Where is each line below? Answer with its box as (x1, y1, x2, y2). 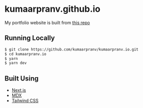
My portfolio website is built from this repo (4, 20, 90, 26)
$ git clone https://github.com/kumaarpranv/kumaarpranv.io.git (4, 47, 139, 52)
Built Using (4, 74, 39, 82)
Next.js (11, 87, 26, 93)
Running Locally (4, 34, 55, 42)
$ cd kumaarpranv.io (4, 52, 47, 56)
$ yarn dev (4, 60, 27, 66)
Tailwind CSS (11, 98, 39, 104)
